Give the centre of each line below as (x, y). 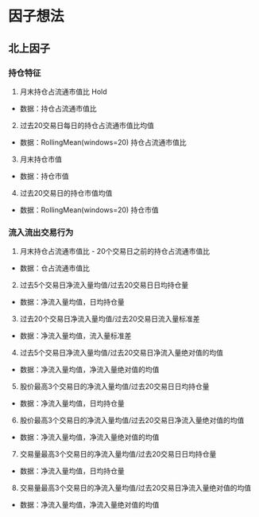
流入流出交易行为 (41, 232)
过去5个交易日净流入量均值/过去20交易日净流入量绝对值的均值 (122, 353)
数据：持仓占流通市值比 (58, 108)
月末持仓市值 (41, 159)
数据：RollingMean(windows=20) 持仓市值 (89, 210)
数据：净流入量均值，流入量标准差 (75, 336)
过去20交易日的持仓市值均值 (66, 192)
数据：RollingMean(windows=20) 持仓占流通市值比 (103, 142)
